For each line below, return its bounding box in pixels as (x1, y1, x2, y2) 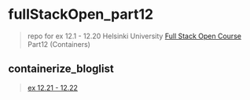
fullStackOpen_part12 (8, 5, 154, 23)
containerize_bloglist (8, 62, 114, 76)
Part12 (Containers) (27, 39, 90, 48)
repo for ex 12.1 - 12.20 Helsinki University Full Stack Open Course (27, 31, 242, 41)
